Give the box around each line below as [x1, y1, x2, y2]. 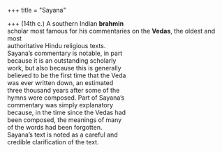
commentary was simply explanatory [7, 101, 114, 109]
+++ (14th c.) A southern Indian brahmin [7, 20, 124, 27]
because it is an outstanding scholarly [7, 56, 117, 65]
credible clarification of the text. [7, 138, 99, 146]
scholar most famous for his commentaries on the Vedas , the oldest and [7, 27, 216, 35]
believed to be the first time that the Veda [7, 71, 126, 79]
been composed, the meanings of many [7, 116, 122, 124]
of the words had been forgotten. [7, 123, 103, 131]
